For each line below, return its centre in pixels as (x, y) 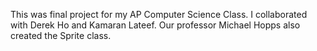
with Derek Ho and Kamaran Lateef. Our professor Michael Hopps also (155, 25)
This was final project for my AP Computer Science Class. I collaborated (159, 14)
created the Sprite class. (61, 35)
